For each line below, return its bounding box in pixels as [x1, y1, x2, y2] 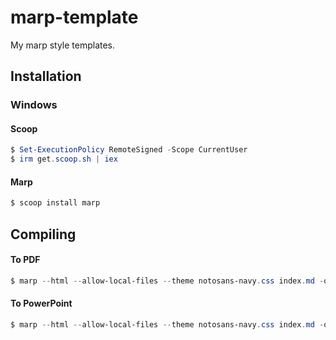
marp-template [10, 6, 139, 29]
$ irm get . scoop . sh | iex [10, 154, 118, 165]
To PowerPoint [10, 297, 73, 310]
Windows [10, 98, 58, 112]
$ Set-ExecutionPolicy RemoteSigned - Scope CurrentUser [10, 145, 248, 155]
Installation [10, 68, 82, 85]
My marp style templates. [10, 39, 116, 51]
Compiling [10, 226, 77, 243]
